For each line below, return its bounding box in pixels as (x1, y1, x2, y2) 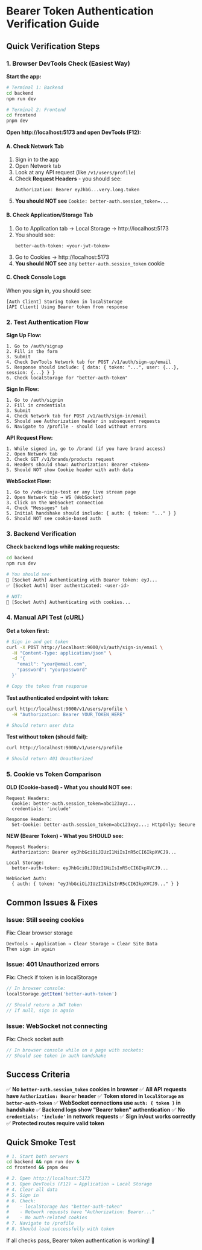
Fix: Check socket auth (6, 1036, 64, 1043)
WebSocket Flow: (6, 478, 51, 485)
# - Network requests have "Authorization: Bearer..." (6, 1209, 155, 1215)
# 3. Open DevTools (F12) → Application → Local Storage (6, 1181, 153, 1187)
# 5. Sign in (6, 1192, 39, 1198)
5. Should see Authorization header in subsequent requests (6, 418, 161, 425)
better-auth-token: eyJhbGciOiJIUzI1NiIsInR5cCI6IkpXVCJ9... (11, 865, 169, 871)
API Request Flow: (6, 434, 53, 442)
